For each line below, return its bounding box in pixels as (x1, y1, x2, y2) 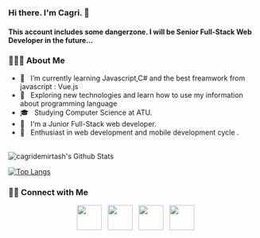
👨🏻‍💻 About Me (8, 55, 65, 66)
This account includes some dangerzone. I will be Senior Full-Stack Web (8, 27, 252, 37)
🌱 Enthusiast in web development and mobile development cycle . (19, 127, 239, 137)
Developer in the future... (8, 35, 94, 45)
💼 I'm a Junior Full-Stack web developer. (19, 119, 157, 128)
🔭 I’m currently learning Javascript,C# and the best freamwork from (19, 73, 246, 83)
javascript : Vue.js (19, 81, 79, 91)
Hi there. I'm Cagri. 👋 (8, 7, 90, 18)
